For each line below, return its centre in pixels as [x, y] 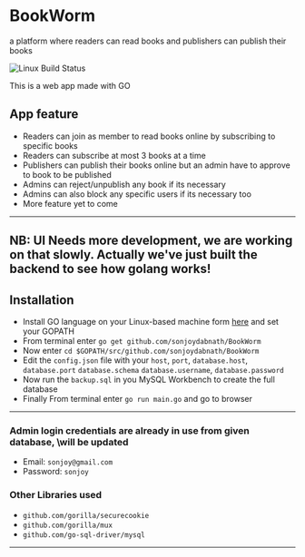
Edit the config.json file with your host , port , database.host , [135, 360]
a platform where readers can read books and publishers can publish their [148, 41]
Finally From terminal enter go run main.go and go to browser [137, 398]
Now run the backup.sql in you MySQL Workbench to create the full [148, 379]
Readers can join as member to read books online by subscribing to [149, 136]
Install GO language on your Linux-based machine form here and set [151, 321]
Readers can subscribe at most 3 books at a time [114, 155]
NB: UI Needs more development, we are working [151, 241]
